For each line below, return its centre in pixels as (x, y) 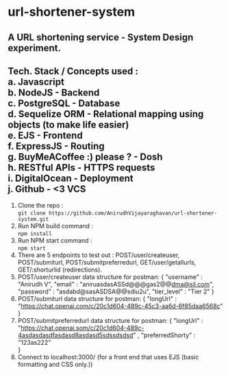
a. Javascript (36, 82)
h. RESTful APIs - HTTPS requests (81, 168)
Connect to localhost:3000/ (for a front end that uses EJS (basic (108, 357)
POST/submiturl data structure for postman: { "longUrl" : (97, 299)
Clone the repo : (40, 206)
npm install (35, 234)
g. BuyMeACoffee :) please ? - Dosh (85, 157)
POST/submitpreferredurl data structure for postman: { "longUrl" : (111, 321)
